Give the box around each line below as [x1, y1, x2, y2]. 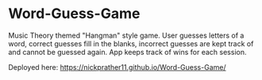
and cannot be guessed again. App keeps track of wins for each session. [8, 47, 247, 56]
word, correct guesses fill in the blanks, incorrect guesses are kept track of [8, 38, 254, 48]
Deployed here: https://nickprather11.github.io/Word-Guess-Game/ [8, 62, 226, 71]
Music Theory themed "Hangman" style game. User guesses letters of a [8, 31, 245, 40]
